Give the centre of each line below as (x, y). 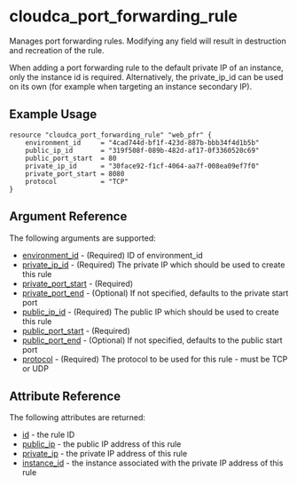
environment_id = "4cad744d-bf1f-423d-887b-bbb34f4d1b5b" (142, 143)
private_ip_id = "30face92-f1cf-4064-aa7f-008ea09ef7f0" (142, 166)
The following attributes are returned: (78, 417)
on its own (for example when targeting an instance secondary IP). (131, 86)
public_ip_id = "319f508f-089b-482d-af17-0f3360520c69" (142, 150)
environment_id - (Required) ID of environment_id (113, 255)
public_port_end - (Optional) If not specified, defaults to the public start (152, 340)
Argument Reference (68, 216)
